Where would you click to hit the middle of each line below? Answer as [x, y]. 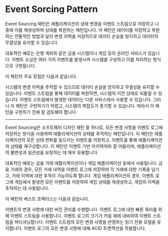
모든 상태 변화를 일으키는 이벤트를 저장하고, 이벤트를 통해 [82, 140]
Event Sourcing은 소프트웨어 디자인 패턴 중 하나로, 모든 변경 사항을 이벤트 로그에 [84, 127]
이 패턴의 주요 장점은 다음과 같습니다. [41, 76]
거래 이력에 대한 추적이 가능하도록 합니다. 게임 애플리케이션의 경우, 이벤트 [83, 175]
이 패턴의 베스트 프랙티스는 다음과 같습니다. [47, 198]
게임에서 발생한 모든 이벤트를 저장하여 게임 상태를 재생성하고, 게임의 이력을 [87, 182]
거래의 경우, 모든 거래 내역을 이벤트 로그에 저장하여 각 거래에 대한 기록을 [80, 169]
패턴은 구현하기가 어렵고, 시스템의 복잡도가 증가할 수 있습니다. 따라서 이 [85, 106]
